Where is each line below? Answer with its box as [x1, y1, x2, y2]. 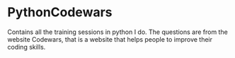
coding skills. [7, 42, 46, 51]
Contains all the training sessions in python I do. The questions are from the [7, 28, 228, 36]
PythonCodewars [7, 4, 113, 21]
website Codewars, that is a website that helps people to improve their [7, 35, 213, 43]
